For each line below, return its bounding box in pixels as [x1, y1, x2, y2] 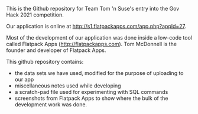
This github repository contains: [6, 58, 84, 65]
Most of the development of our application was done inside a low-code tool [6, 34, 192, 41]
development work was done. [14, 101, 87, 108]
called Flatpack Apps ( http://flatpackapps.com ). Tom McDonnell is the [6, 41, 177, 47]
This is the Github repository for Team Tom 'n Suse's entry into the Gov [6, 5, 180, 12]
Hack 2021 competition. [6, 11, 64, 18]
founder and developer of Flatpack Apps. [6, 47, 106, 54]
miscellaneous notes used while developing [14, 82, 121, 89]
